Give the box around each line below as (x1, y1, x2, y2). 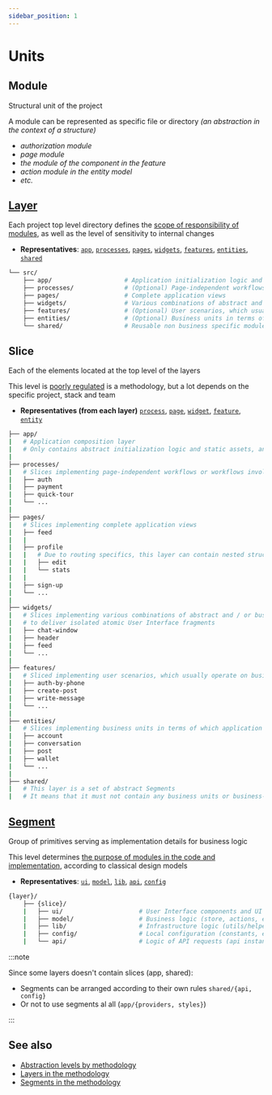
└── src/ (8, 269, 38, 277)
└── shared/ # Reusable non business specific (23, 321, 241, 330)
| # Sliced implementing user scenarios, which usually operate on (8, 671, 249, 680)
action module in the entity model (19, 166, 133, 176)
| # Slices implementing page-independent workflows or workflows (8, 468, 244, 476)
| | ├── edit (8, 558, 67, 567)
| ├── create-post (8, 687, 79, 695)
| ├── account (8, 732, 63, 740)
